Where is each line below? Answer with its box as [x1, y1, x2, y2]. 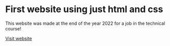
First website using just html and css [5, 4, 163, 15]
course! [5, 25, 21, 31]
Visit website [5, 35, 32, 41]
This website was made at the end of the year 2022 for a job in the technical [5, 20, 165, 26]
